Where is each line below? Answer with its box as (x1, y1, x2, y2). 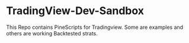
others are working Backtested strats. (6, 29, 98, 37)
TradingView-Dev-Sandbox (6, 4, 144, 18)
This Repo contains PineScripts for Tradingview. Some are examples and (6, 24, 184, 31)
